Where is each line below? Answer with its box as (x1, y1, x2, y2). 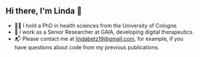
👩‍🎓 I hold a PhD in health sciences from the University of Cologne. (14, 22, 178, 29)
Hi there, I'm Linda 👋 (5, 6, 82, 16)
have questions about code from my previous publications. (14, 43, 160, 51)
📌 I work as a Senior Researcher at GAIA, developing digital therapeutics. (14, 28, 194, 35)
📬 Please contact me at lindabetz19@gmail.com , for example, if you (14, 35, 184, 42)
